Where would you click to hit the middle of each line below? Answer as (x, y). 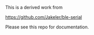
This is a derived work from (34, 7)
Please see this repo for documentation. (47, 27)
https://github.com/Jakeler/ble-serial (44, 17)
